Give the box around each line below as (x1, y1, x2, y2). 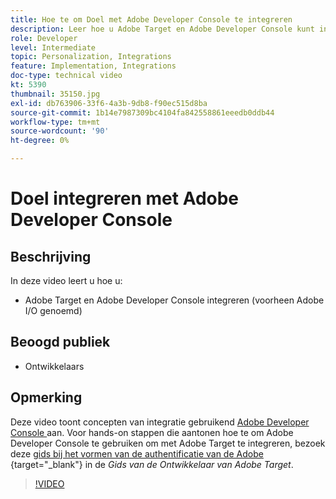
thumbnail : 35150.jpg (10, 89, 101, 99)
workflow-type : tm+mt (10, 117, 101, 127)
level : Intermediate (10, 42, 97, 53)
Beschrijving (10, 248, 92, 265)
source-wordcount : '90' (10, 126, 110, 136)
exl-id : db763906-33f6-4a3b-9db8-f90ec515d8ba (10, 98, 208, 108)
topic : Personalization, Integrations (10, 52, 172, 62)
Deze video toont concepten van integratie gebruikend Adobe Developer (10, 416, 310, 428)
